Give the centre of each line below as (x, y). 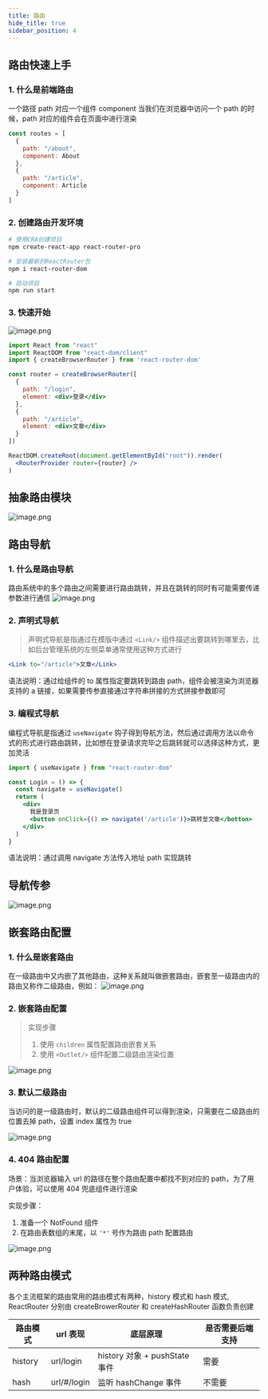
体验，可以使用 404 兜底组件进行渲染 (76, 1188)
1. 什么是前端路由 (41, 89)
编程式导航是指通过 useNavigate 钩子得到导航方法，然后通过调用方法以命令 (131, 733)
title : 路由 (27, 16)
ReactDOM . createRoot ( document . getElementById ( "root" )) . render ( (116, 456)
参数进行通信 (29, 598)
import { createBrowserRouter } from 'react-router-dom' (105, 360)
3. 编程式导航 (33, 713)
